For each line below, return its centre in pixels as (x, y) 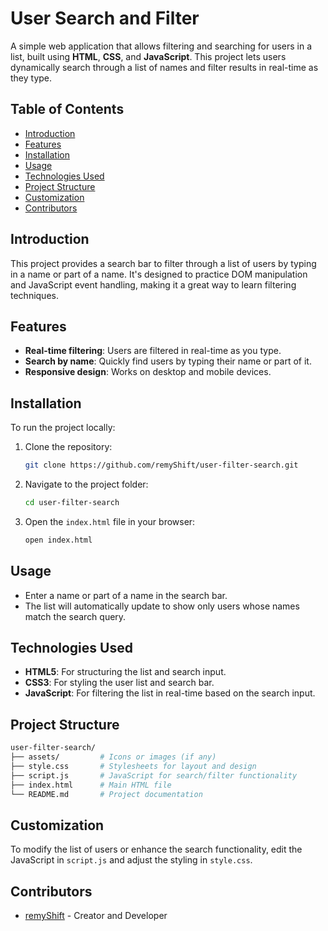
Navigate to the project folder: (86, 484)
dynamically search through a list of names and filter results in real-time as (164, 67)
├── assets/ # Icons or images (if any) (113, 757)
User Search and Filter (105, 18)
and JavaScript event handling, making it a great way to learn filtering (153, 284)
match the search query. (75, 616)
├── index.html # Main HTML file (91, 785)
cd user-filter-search (72, 503)
